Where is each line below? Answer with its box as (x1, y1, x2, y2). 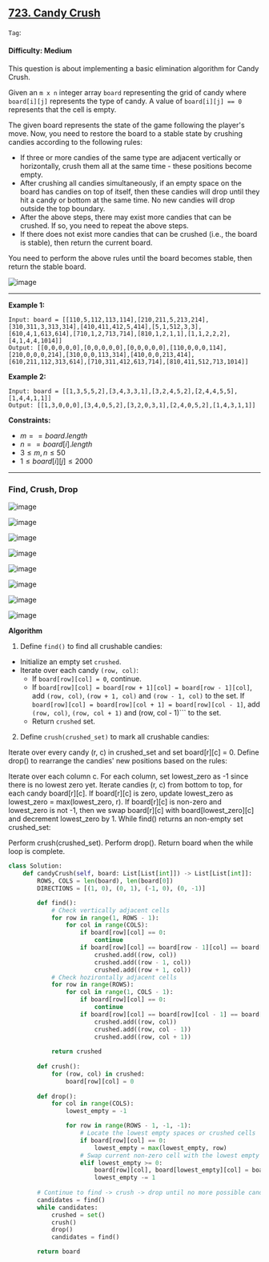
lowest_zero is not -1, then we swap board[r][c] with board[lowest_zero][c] (8, 806, 255, 815)
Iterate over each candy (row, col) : (19, 666, 139, 675)
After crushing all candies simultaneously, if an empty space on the (19, 178, 243, 188)
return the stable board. (8, 262, 86, 271)
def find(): (37, 899, 78, 907)
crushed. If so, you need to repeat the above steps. (19, 221, 190, 230)
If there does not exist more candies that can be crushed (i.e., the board (19, 230, 258, 239)
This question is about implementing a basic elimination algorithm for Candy (8, 64, 259, 74)
